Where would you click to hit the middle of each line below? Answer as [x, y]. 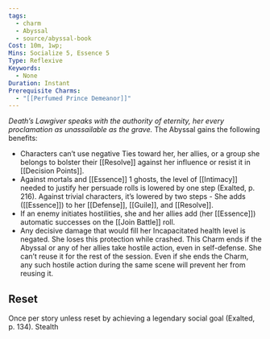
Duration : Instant [39, 83]
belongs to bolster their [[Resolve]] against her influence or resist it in [135, 163]
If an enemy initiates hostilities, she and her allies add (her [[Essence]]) [138, 213]
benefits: [23, 138]
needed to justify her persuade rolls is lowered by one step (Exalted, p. [137, 188]
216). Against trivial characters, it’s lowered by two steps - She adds [133, 196]
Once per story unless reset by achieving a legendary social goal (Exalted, [132, 318]
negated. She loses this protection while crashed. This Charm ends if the [141, 239]
